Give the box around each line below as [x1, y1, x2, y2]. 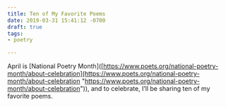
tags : [7, 30, 23, 37]
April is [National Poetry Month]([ [7, 62, 104, 70]
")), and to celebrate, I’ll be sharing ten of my [80, 84, 210, 93]
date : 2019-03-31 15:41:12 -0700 [7, 17, 106, 24]
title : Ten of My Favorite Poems [7, 10, 106, 18]
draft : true [7, 23, 42, 30]
